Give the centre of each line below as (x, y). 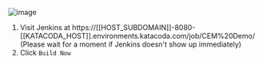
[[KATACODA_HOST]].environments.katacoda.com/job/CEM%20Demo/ (137, 36)
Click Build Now (45, 53)
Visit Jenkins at (45, 27)
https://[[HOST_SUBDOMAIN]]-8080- (133, 27)
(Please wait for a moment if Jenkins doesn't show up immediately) (131, 44)
